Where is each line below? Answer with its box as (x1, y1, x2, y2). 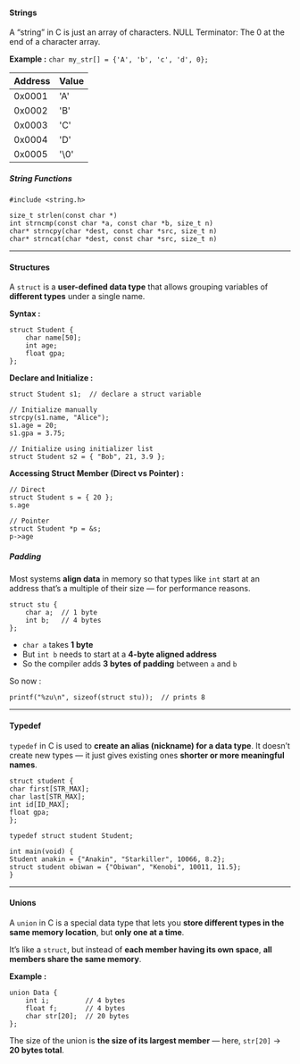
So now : (9, 675, 42, 687)
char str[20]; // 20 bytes (25, 1011, 129, 1020)
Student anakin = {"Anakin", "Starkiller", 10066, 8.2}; (9, 854, 226, 864)
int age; (25, 341, 58, 350)
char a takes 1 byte (21, 640, 94, 650)
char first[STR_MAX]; (9, 784, 90, 793)
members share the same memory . (9, 953, 142, 964)
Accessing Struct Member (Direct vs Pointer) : (9, 468, 185, 479)
